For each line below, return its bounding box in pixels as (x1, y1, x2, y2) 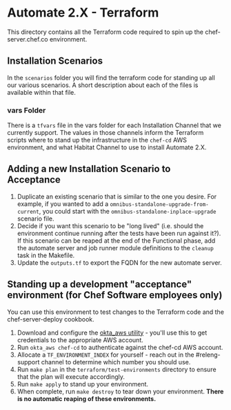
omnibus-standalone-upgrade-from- (110, 201, 209, 208)
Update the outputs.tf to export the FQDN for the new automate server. (17, 258, 222, 267)
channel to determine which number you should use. (41, 357, 191, 366)
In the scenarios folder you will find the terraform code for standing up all (7, 73, 215, 82)
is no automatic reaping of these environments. (17, 394, 157, 402)
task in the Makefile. (17, 251, 75, 259)
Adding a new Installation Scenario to (7, 163, 171, 175)
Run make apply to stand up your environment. (17, 380, 149, 388)
